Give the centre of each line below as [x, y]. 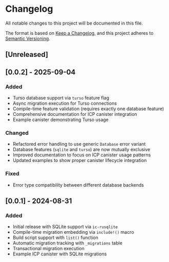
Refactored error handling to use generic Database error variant [79, 144]
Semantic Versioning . [28, 38]
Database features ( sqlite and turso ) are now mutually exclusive [81, 150]
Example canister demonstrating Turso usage [60, 120]
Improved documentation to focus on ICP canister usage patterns [82, 155]
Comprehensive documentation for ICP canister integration [75, 114]
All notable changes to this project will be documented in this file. [74, 23]
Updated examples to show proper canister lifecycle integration [80, 160]
